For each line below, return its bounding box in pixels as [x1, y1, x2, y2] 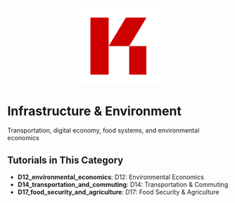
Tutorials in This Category [7, 154, 124, 166]
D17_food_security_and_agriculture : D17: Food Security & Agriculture [17, 188, 220, 197]
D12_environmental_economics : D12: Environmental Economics [17, 173, 204, 181]
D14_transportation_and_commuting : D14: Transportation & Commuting [17, 180, 229, 189]
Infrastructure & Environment [7, 103, 182, 119]
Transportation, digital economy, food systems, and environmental [7, 126, 200, 135]
